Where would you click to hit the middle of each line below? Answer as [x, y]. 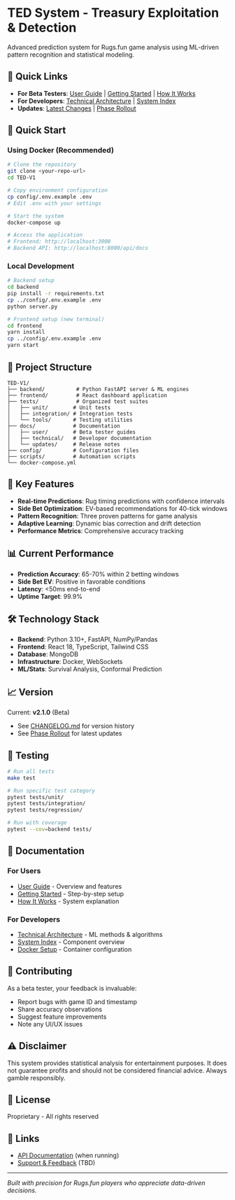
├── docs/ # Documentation [64, 426]
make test [22, 778]
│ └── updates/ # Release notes [64, 444]
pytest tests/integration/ [47, 804]
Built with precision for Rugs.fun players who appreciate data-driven [106, 1183]
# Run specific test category [51, 791]
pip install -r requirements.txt [56, 294]
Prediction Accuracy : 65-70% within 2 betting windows [98, 574]
